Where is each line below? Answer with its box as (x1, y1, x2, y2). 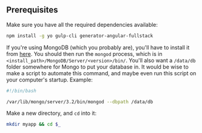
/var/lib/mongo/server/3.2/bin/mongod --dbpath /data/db (6, 98, 153, 105)
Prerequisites (6, 5, 58, 15)
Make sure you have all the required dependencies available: (6, 21, 158, 28)
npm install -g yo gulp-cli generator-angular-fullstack (6, 33, 153, 39)
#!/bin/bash (6, 87, 36, 94)
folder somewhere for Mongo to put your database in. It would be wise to (6, 63, 189, 70)
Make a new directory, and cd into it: (6, 109, 97, 117)
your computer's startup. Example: (6, 76, 93, 83)
